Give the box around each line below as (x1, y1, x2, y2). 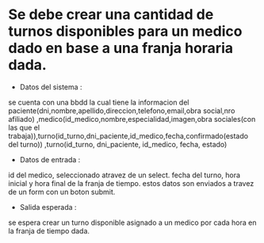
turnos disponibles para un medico (8, 22, 243, 40)
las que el (8, 123, 40, 132)
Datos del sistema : (19, 82, 82, 92)
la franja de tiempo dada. (8, 226, 90, 235)
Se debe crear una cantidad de (8, 6, 214, 24)
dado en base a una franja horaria (8, 40, 234, 57)
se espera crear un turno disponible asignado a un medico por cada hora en (8, 218, 257, 227)
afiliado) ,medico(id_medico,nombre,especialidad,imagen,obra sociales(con (8, 114, 256, 123)
